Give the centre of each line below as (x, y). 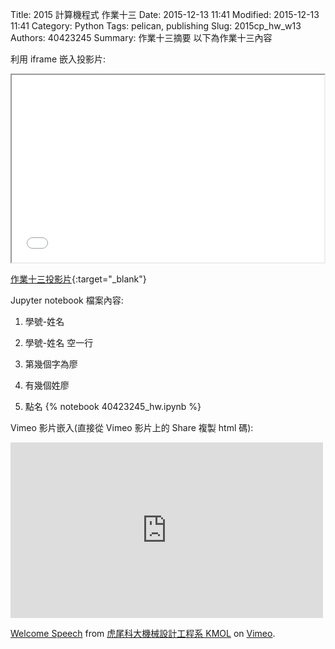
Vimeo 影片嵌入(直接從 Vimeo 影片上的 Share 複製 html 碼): (132, 427)
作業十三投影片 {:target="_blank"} (78, 279)
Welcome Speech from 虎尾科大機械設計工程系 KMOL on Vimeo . (143, 633)
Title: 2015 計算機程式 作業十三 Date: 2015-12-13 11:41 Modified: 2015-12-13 (165, 14)
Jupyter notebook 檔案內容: (67, 300)
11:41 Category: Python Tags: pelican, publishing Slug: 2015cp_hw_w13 (156, 26)
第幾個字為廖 (51, 364)
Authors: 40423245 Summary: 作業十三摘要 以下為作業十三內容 (141, 37)
